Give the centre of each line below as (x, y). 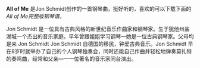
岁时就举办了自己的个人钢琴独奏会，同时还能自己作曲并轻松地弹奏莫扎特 (103, 51)
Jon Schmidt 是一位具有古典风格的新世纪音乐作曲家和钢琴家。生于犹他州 (95, 29)
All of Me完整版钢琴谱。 (35, 16)
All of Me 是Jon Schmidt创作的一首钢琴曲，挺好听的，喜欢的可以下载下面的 (99, 9)
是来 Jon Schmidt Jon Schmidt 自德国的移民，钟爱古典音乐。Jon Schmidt (96, 44)
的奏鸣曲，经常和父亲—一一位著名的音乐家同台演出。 (71, 59)
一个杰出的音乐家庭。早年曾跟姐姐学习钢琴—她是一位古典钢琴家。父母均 (105, 36)
